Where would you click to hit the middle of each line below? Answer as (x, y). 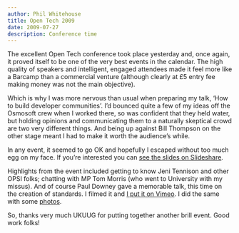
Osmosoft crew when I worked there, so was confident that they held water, (119, 113)
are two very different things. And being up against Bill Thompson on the (114, 128)
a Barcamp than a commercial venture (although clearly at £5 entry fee (111, 77)
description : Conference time (52, 34)
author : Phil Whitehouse (44, 14)
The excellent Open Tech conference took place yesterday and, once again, (119, 54)
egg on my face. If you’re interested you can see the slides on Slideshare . (115, 157)
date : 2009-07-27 (33, 27)
